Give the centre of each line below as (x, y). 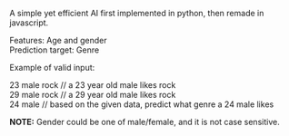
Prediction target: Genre (55, 50)
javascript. (29, 23)
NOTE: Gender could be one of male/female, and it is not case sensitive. (144, 122)
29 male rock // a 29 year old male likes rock (93, 95)
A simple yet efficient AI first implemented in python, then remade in (137, 13)
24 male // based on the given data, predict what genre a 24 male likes (142, 104)
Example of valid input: (52, 68)
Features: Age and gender (58, 40)
